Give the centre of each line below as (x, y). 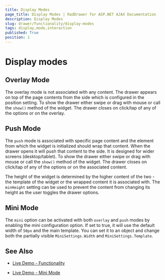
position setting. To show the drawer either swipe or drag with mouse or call (83, 103)
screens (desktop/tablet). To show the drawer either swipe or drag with (78, 156)
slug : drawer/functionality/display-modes (50, 24)
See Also (19, 251)
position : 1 (17, 38)
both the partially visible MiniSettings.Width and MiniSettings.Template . (79, 235)
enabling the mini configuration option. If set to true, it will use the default (80, 225)
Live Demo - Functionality (39, 263)
